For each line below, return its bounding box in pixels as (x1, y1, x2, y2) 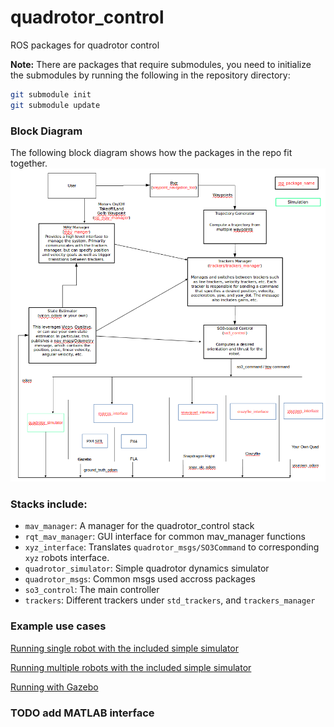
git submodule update (10, 100, 101, 110)
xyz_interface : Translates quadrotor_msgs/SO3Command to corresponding (24, 541, 320, 553)
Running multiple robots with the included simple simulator (10, 661, 252, 673)
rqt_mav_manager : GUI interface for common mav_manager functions (24, 531, 306, 543)
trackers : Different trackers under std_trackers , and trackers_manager (24, 594, 316, 606)
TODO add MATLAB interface (10, 706, 155, 720)
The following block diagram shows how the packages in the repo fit (10, 146, 293, 158)
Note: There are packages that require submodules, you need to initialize (10, 58, 312, 70)
